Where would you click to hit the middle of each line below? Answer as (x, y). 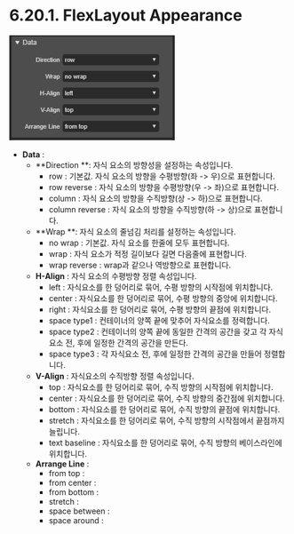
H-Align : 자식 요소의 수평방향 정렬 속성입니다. (116, 275)
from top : (67, 473)
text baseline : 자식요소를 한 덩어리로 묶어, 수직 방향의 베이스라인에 (165, 442)
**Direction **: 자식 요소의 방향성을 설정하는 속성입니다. (134, 164)
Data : (33, 154)
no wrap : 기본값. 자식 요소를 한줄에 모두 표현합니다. (139, 243)
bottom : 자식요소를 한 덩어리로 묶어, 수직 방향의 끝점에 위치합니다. (164, 409)
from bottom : (74, 492)
